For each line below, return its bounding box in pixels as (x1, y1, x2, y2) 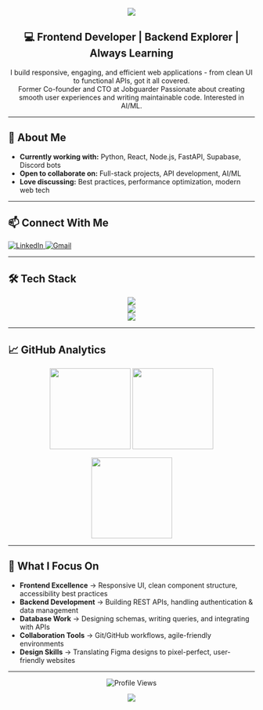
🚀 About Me (8, 131, 67, 144)
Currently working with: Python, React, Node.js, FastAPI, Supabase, (19, 151, 241, 161)
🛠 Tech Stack (8, 271, 77, 286)
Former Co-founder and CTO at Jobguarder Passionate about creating (18, 84, 245, 93)
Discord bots (19, 160, 61, 169)
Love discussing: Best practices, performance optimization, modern (19, 177, 241, 186)
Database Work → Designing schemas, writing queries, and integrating (19, 614, 250, 623)
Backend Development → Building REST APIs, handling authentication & (19, 597, 254, 606)
